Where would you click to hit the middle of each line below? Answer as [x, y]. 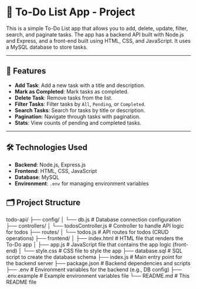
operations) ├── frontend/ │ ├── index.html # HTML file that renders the [95, 238]
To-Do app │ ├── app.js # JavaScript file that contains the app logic [89, 245]
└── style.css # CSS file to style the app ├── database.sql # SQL [103, 251]
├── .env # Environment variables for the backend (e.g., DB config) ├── [94, 269]
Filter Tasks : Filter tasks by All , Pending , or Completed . [80, 104]
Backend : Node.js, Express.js [50, 165]
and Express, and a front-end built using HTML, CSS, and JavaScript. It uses [98, 41]
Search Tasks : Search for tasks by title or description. [80, 110]
